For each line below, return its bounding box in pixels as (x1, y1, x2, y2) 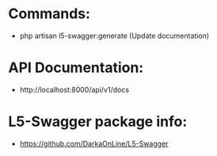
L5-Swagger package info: (8, 112, 188, 131)
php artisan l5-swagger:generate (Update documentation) (19, 31, 210, 40)
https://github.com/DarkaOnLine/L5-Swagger (19, 139, 169, 148)
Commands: (8, 5, 91, 23)
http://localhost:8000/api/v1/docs (19, 85, 129, 94)
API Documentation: (8, 59, 144, 77)
